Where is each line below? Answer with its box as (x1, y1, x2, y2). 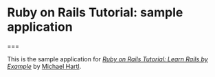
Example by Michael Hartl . (7, 62, 82, 70)
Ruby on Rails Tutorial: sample (7, 5, 183, 20)
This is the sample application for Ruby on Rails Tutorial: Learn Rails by (7, 55, 208, 63)
